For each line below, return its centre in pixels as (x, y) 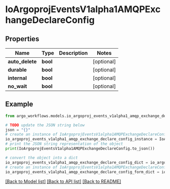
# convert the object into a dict (42, 158)
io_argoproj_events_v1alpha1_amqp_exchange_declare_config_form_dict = (82, 172)
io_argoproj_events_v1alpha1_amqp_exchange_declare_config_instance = (81, 139)
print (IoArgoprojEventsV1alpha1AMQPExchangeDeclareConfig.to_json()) (80, 149)
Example (19, 104)
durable (17, 70)
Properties (22, 39)
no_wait (17, 86)
